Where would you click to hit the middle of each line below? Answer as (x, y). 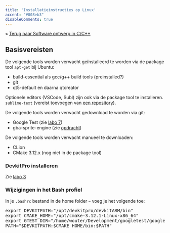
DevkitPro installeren (32, 166)
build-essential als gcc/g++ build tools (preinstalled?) (68, 77)
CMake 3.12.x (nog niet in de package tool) (57, 153)
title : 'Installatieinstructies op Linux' (51, 10)
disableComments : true (29, 19)
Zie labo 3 (16, 177)
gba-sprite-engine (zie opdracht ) (47, 128)
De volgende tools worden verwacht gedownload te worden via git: (75, 113)
